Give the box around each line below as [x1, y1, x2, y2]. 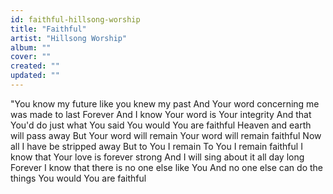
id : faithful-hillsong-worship [10, 14, 141, 25]
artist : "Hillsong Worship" [10, 33, 128, 43]
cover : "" [10, 52, 52, 62]
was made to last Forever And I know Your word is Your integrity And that [10, 108, 312, 120]
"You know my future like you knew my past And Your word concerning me [10, 97, 320, 110]
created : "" [10, 61, 60, 71]
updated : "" [10, 71, 60, 81]
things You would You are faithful [10, 172, 147, 184]
